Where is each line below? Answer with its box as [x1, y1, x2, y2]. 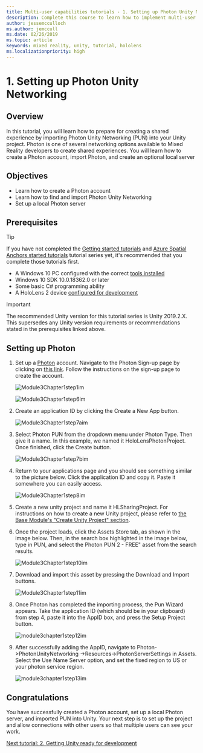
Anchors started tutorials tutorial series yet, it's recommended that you [6, 252, 182, 259]
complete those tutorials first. [6, 258, 80, 266]
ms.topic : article [6, 37, 53, 43]
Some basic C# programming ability [14, 283, 105, 290]
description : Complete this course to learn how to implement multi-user [6, 15, 196, 21]
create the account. [14, 372, 64, 380]
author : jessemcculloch [6, 20, 66, 26]
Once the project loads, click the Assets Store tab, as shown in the [14, 528, 181, 535]
